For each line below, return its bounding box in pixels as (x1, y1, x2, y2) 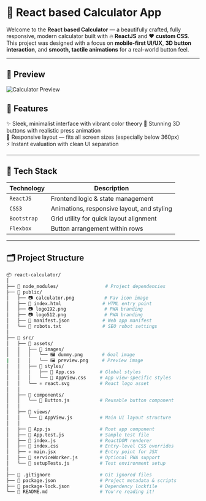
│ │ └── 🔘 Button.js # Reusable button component (6, 397, 174, 404)
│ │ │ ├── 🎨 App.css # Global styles (6, 369, 141, 375)
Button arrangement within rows (51, 224, 143, 233)
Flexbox (9, 225, 32, 232)
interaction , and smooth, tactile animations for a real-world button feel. (6, 45, 189, 53)
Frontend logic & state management (51, 195, 153, 203)
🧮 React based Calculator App (6, 6, 162, 20)
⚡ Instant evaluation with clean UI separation (6, 140, 119, 147)
